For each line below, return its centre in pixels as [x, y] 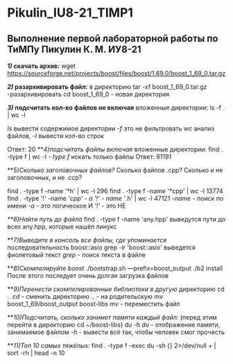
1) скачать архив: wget [42, 66]
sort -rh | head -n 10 [36, 353]
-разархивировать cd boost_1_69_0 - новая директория [88, 94]
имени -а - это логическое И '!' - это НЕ [67, 206]
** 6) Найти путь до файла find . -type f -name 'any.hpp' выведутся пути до [116, 219]
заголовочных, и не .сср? [45, 177]
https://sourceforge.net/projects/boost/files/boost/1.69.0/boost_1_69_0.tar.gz [116, 73]
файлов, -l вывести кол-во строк [55, 136]
